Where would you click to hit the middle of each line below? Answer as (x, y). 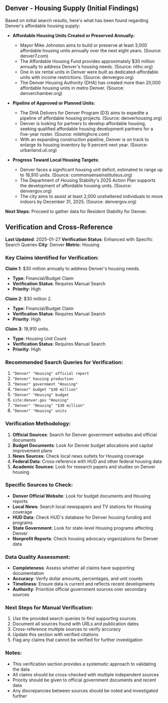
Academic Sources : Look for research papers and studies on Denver (84, 466)
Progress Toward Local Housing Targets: (56, 160)
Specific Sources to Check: (39, 485)
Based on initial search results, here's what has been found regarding (77, 20)
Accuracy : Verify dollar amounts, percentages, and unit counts (77, 579)
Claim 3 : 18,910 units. (27, 329)
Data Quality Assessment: (38, 557)
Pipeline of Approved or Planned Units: (54, 103)
